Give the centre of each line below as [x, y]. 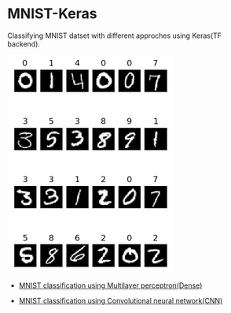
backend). [24, 43]
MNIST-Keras [52, 14]
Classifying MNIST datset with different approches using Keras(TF [114, 35]
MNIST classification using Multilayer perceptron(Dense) [110, 285]
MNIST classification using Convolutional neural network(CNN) [121, 300]
